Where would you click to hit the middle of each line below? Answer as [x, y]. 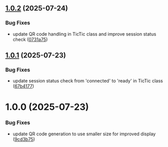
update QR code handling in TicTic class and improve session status [85, 34]
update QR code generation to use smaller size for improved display [84, 134]
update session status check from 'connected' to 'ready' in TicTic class [88, 81]
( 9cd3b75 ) [24, 139]
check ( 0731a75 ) [30, 39]
